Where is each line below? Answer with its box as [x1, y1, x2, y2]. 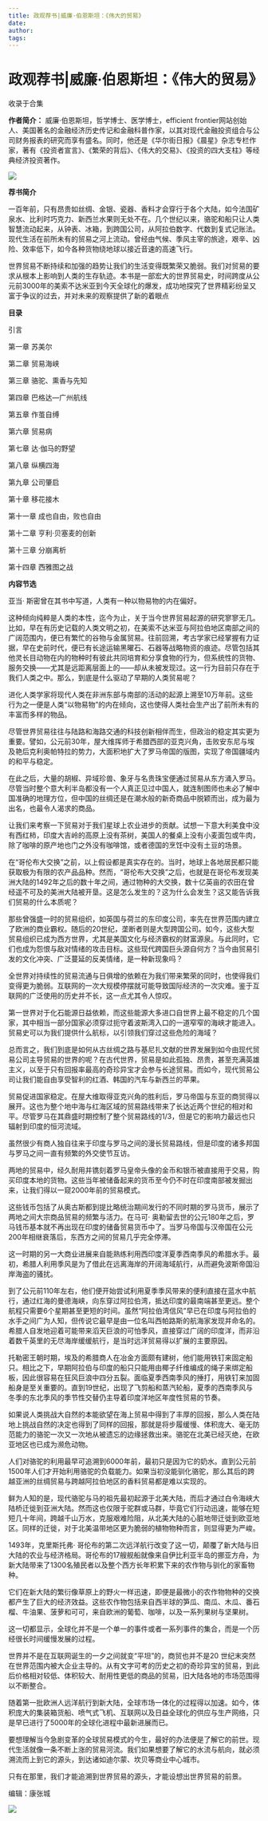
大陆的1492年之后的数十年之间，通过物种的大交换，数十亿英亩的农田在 [14, 877, 248, 887]
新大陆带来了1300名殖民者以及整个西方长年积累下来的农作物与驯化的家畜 [8, 1560, 249, 1570]
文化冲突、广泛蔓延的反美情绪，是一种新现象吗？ [22, 954, 183, 964]
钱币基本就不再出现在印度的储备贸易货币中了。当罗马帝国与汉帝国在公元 [14, 1222, 253, 1232]
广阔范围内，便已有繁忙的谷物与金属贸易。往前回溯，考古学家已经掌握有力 [8, 633, 253, 643]
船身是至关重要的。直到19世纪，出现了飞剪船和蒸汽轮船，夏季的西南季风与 [8, 1383, 254, 1393]
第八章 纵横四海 [8, 460, 60, 471]
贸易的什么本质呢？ [14, 897, 78, 907]
